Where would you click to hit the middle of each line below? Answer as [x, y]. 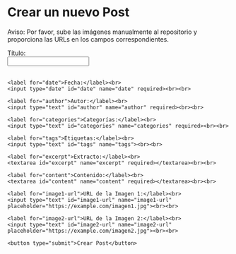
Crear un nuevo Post [69, 12]
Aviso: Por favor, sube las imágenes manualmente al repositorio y [102, 32]
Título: [17, 53]
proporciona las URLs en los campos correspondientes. [88, 39]
